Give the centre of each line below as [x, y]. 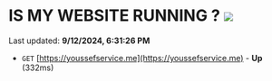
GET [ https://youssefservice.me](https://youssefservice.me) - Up [142, 58]
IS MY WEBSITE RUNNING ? [115, 16]
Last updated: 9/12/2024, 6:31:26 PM [79, 40]
